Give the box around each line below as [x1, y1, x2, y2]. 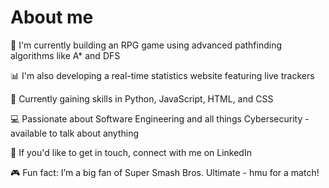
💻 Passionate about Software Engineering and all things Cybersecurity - [10, 112, 310, 125]
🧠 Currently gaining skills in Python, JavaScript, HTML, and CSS [10, 92, 274, 105]
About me [10, 6, 94, 29]
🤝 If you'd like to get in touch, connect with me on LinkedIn [10, 146, 252, 158]
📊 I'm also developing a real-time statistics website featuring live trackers [10, 69, 315, 81]
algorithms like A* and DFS [10, 49, 121, 61]
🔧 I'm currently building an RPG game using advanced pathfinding [10, 39, 283, 51]
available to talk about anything [10, 127, 140, 139]
